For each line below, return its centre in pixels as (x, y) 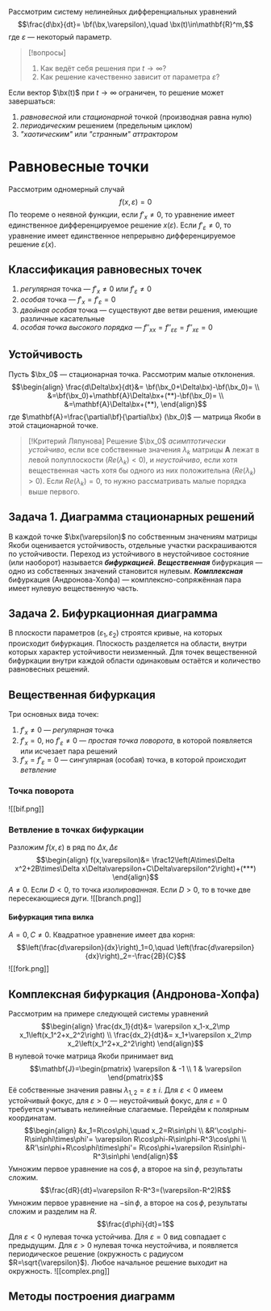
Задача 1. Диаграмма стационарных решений (131, 517)
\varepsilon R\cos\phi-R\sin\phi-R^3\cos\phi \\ (171, 1139)
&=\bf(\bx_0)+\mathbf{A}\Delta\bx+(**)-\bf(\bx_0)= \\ (135, 395)
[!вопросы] (47, 53)
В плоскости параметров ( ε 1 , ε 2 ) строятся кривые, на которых (116, 634)
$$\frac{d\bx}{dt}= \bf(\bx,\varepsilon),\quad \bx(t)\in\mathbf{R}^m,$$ (135, 24)
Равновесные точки (79, 167)
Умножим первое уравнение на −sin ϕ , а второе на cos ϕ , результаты (128, 1203)
